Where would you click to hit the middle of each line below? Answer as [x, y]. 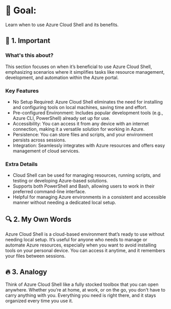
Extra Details [22, 164]
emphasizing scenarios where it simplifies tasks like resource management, [85, 72]
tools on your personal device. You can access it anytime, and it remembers [85, 251]
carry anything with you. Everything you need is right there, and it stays [81, 295]
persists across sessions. [39, 140]
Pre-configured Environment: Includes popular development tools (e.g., [88, 113]
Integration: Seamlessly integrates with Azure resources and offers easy [89, 145]
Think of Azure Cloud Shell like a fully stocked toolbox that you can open [82, 284]
